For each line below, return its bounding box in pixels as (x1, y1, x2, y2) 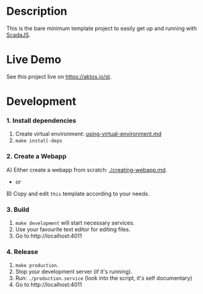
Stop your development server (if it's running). (15, 268, 132, 276)
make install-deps (15, 138, 63, 144)
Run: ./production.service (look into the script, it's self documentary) (15, 274, 193, 282)
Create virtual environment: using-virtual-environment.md (15, 130, 161, 137)
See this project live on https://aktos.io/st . (6, 72, 112, 80)
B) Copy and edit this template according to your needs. (6, 190, 150, 197)
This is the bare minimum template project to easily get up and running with (6, 25, 197, 32)
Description (6, 4, 67, 18)
